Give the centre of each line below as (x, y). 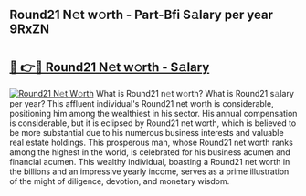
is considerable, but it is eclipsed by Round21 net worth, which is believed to (153, 123)
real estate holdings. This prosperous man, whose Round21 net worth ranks (152, 142)
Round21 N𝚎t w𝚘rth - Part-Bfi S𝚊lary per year (142, 15)
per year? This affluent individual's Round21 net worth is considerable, (142, 103)
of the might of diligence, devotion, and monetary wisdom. (120, 181)
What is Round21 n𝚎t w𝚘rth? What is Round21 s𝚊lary (195, 93)
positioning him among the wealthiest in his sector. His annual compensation (153, 113)
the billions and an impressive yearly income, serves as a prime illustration (149, 171)
